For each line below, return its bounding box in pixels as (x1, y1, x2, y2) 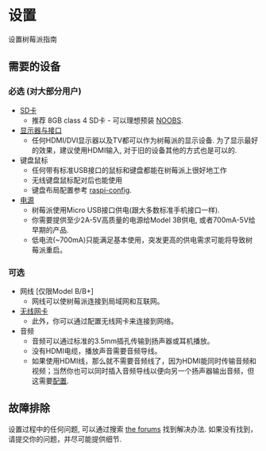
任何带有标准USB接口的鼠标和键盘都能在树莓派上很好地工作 (31, 165, 228, 175)
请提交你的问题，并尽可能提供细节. (8, 434, 122, 444)
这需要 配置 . (31, 375, 69, 386)
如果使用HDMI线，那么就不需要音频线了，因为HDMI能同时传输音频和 (31, 355, 256, 366)
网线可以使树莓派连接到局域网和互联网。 (31, 296, 164, 306)
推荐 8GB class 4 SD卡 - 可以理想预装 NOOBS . (31, 116, 184, 125)
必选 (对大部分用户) (8, 86, 82, 97)
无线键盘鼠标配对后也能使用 (31, 175, 123, 185)
